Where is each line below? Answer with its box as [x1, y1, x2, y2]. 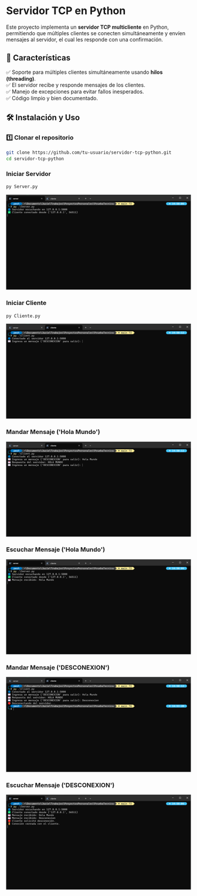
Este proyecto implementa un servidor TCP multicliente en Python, [6, 23, 169, 30]
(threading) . [6, 75, 36, 82]
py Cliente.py [6, 313, 41, 319]
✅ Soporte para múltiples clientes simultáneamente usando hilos [6, 69, 163, 76]
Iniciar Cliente [6, 299, 47, 307]
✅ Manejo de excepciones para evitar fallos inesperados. [6, 88, 144, 95]
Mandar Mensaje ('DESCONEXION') [6, 663, 110, 671]
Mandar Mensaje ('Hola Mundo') [6, 428, 101, 436]
